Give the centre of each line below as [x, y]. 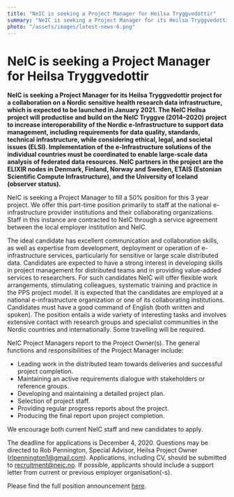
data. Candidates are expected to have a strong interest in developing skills [115, 263]
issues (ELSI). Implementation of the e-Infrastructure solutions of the [109, 147]
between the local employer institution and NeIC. [77, 227]
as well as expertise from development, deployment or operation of [104, 248]
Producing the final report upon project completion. [91, 416]
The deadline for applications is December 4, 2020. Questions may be [108, 443]
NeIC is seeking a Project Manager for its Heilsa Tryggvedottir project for [115, 95]
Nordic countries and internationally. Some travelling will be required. [106, 330]
